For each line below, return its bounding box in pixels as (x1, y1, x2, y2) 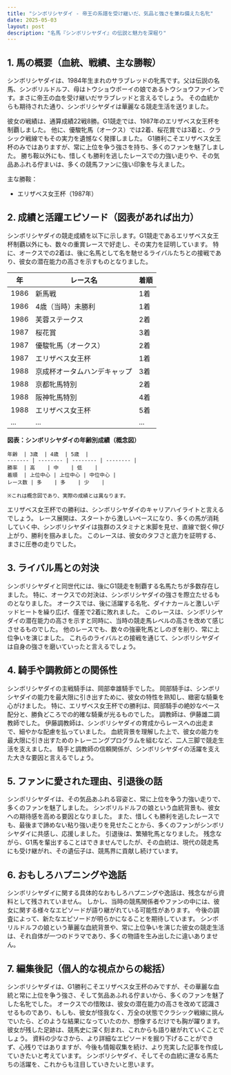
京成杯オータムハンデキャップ (35, 366, 132, 376)
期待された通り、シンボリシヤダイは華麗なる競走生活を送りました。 (19, 102, 212, 111)
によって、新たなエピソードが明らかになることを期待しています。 (12, 915, 199, 923)
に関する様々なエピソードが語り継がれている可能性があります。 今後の (12, 906, 214, 915)
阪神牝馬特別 (35, 392, 77, 402)
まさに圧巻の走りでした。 (7, 540, 80, 548)
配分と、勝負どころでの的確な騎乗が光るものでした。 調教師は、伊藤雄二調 (7, 710, 220, 718)
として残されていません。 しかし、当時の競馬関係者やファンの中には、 (12, 897, 214, 906)
